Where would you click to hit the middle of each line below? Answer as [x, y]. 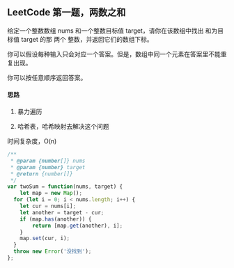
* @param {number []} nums [48, 161]
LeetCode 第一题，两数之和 [67, 13]
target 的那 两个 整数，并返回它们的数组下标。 [87, 39]
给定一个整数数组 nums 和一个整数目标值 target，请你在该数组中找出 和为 [112, 31]
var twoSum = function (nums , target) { [65, 187]
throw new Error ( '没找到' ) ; [53, 252]
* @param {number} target [48, 167]
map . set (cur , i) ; [45, 239]
